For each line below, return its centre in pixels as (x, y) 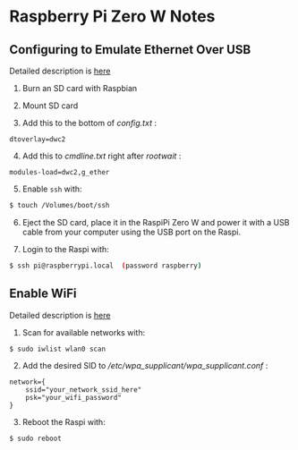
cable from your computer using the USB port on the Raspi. (132, 232)
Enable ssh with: (52, 189)
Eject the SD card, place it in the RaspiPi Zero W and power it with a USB (156, 222)
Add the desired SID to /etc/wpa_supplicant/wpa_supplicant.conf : (145, 366)
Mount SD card (50, 106)
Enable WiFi (43, 294)
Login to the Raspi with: (65, 249)
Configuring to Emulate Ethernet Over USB (130, 50)
